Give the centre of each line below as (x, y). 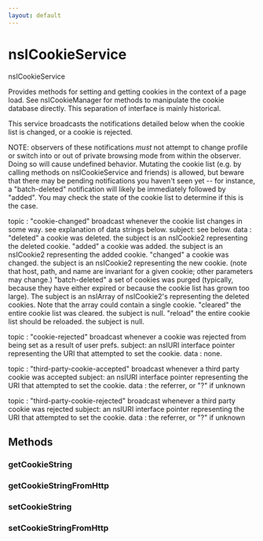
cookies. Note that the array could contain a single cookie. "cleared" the (125, 305)
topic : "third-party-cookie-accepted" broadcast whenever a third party (124, 369)
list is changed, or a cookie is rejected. (71, 132)
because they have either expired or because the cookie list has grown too (129, 287)
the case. (23, 206)
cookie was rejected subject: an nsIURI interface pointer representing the (126, 409)
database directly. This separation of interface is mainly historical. (115, 108)
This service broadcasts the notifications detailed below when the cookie (126, 124)
